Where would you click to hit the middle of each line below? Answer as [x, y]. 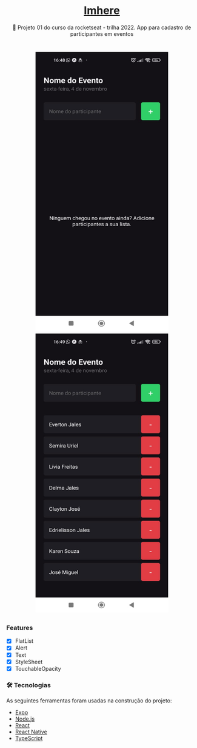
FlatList [24, 641]
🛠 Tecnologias [29, 685]
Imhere [102, 11]
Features [20, 628]
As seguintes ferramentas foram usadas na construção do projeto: [89, 701]
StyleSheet [29, 662]
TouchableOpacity [38, 668]
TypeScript [29, 738]
